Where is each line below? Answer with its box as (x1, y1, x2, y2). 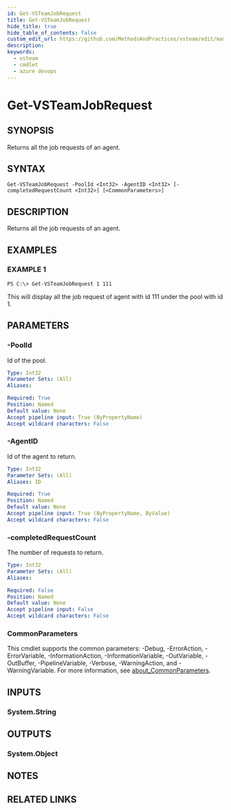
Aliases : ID (7, 478, 41, 486)
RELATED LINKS (7, 793, 77, 805)
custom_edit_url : (7, 36, 57, 43)
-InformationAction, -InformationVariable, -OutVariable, (47, 652, 204, 660)
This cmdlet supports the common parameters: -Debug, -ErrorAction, (7, 645, 204, 653)
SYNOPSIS (7, 125, 54, 136)
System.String (7, 707, 57, 716)
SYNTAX (7, 163, 46, 174)
